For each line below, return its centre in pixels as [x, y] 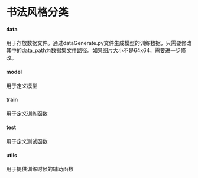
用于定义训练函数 [27, 114]
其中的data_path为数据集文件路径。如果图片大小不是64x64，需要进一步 [94, 50]
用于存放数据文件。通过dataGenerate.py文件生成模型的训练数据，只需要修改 [99, 43]
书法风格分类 [38, 12]
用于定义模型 [22, 86]
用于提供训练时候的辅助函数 [40, 169]
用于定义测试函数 [27, 141]
